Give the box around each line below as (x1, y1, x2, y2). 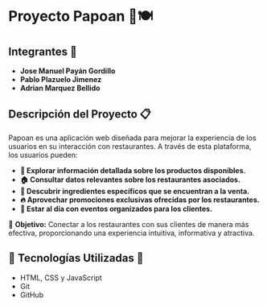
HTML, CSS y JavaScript (19, 272, 102, 283)
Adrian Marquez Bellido (19, 83, 101, 93)
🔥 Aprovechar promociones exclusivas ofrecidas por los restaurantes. (19, 195, 260, 205)
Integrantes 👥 (8, 44, 78, 58)
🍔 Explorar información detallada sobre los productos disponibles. (19, 165, 246, 175)
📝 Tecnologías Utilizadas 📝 (8, 251, 144, 265)
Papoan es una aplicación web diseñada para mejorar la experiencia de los (8, 133, 257, 143)
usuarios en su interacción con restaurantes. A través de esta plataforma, (8, 141, 252, 151)
